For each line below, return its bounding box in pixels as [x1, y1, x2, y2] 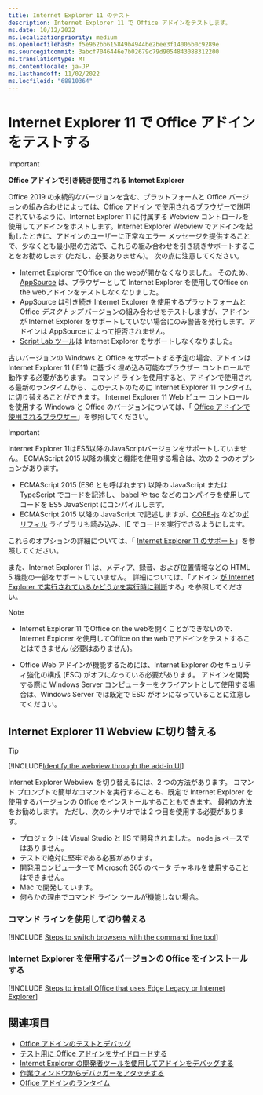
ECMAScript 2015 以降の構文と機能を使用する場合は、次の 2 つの [23, 454, 236, 463]
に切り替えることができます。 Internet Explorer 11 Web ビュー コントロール [8, 392, 250, 402]
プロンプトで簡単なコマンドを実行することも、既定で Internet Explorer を [16, 787, 254, 797]
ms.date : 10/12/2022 [8, 26, 76, 34]
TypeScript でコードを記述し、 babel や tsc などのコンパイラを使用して [19, 490, 251, 499]
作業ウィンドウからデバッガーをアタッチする [19, 1068, 165, 1078]
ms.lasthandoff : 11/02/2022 [8, 70, 100, 78]
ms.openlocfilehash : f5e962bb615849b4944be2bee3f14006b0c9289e [8, 41, 220, 49]
